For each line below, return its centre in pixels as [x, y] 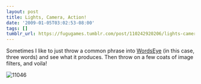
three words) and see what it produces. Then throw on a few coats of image [100, 57]
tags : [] [17, 28]
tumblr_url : [21, 34]
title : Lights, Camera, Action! [46, 17]
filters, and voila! [27, 64]
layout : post [22, 12]
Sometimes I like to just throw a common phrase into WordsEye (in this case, [100, 51]
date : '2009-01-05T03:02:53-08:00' [51, 23]
